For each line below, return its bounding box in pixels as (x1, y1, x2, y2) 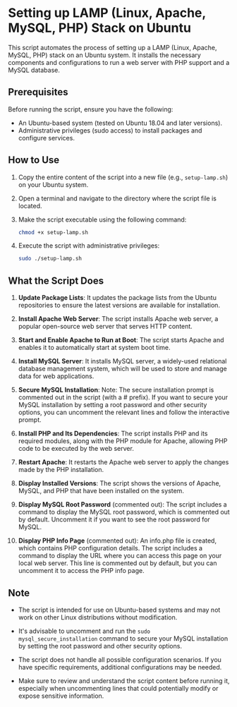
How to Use (8, 154, 60, 167)
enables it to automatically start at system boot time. (18, 344, 171, 352)
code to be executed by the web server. (18, 445, 135, 453)
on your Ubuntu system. (18, 180, 89, 188)
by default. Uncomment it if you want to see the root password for (18, 515, 210, 524)
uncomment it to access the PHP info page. (18, 567, 145, 575)
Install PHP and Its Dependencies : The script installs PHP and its (18, 429, 208, 438)
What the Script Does (8, 274, 104, 286)
